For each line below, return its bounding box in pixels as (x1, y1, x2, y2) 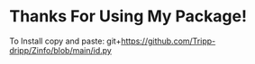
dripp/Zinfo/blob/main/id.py (9, 44, 113, 55)
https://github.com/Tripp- (121, 36, 216, 46)
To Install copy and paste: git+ (9, 36, 122, 46)
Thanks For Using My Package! (9, 6, 248, 27)
